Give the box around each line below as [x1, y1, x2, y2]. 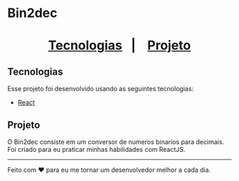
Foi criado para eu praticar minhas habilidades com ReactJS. [7, 146, 186, 153]
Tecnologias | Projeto [48, 38, 191, 54]
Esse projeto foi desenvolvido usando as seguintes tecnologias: [7, 84, 194, 93]
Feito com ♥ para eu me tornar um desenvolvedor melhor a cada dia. [7, 165, 211, 174]
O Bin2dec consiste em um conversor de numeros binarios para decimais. [7, 138, 225, 146]
